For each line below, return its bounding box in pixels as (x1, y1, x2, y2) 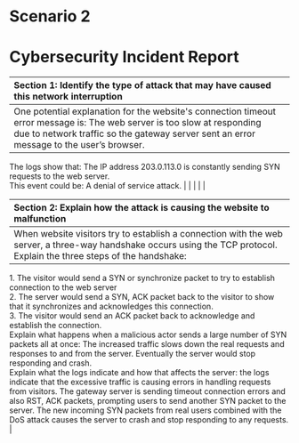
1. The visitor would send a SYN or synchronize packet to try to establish (9, 273, 276, 284)
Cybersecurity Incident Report (9, 47, 240, 68)
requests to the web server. (9, 171, 110, 181)
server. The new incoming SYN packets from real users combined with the (9, 405, 282, 415)
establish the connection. (9, 320, 102, 331)
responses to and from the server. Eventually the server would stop (9, 349, 256, 359)
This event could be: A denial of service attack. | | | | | (9, 181, 206, 191)
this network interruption (13, 91, 123, 103)
